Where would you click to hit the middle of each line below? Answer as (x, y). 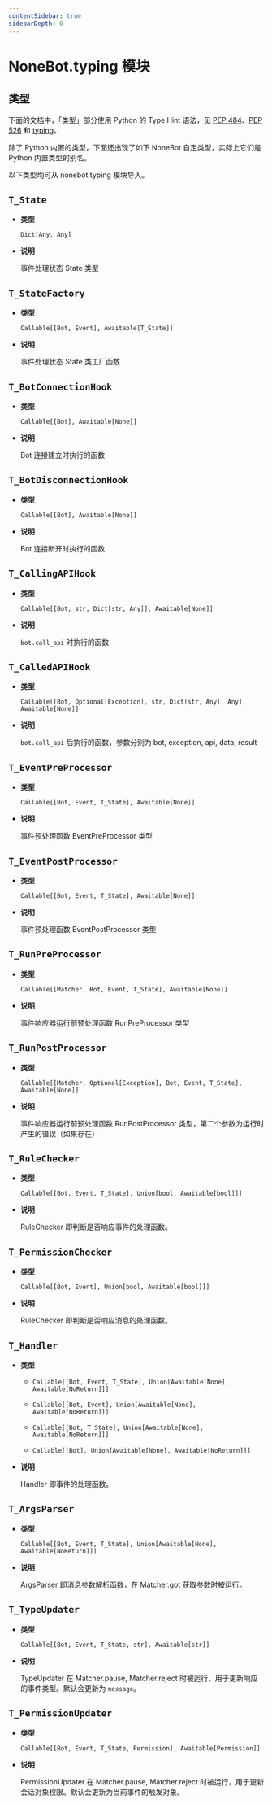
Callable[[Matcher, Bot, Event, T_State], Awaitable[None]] (124, 989)
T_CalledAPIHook (50, 667)
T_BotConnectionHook (60, 387)
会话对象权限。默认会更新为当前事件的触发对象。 (102, 1792)
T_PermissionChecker (60, 1252)
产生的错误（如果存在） (59, 1133)
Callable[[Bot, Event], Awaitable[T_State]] (97, 329)
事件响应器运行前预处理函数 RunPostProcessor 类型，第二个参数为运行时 (142, 1123)
